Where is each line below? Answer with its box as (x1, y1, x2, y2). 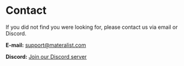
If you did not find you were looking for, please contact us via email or (5, 23, 178, 31)
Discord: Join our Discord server (5, 53, 88, 60)
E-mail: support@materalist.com (5, 41, 86, 49)
